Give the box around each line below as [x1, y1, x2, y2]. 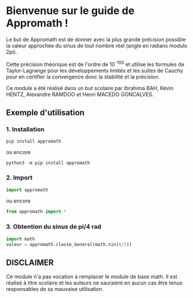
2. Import [6, 174, 33, 182]
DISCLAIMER [6, 258, 54, 268]
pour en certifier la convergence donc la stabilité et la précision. [6, 73, 160, 80]
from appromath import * [6, 209, 67, 215]
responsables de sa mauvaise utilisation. [6, 286, 104, 293]
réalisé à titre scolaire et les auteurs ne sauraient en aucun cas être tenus [6, 279, 182, 286]
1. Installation [6, 125, 45, 133]
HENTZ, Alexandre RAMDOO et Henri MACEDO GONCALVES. [6, 91, 154, 98]
